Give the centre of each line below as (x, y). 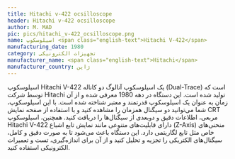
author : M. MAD (30, 27)
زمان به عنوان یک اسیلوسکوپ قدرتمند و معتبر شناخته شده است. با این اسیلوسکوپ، (118, 102)
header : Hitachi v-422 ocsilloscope (61, 21)
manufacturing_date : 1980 (45, 47)
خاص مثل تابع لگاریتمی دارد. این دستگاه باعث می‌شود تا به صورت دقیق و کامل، (111, 132)
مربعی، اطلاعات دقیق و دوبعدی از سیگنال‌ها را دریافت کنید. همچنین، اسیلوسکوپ (113, 117)
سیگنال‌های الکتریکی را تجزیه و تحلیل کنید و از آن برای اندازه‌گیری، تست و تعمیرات (115, 140)
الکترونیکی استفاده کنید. (39, 147)
